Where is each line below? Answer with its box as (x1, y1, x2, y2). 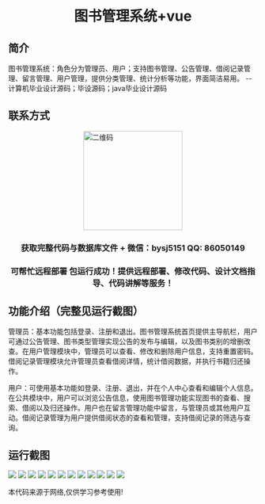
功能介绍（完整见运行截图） (8, 304, 144, 318)
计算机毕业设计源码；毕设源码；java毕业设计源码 (8, 84, 168, 93)
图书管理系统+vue (74, 7, 192, 25)
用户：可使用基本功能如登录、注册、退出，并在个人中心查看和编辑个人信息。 (8, 384, 258, 393)
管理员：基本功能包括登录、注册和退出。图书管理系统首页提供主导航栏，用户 (8, 326, 258, 337)
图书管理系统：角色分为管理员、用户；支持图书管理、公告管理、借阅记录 (8, 64, 244, 73)
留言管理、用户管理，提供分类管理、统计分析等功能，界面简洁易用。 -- (21, 74, 252, 83)
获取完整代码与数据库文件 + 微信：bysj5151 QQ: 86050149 (21, 242, 245, 254)
